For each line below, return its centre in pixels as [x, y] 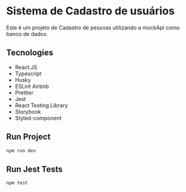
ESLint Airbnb [32, 86]
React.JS [26, 67]
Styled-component [38, 118]
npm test [17, 183]
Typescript [28, 74]
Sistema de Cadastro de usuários [91, 11]
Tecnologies [30, 53]
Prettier [24, 92]
